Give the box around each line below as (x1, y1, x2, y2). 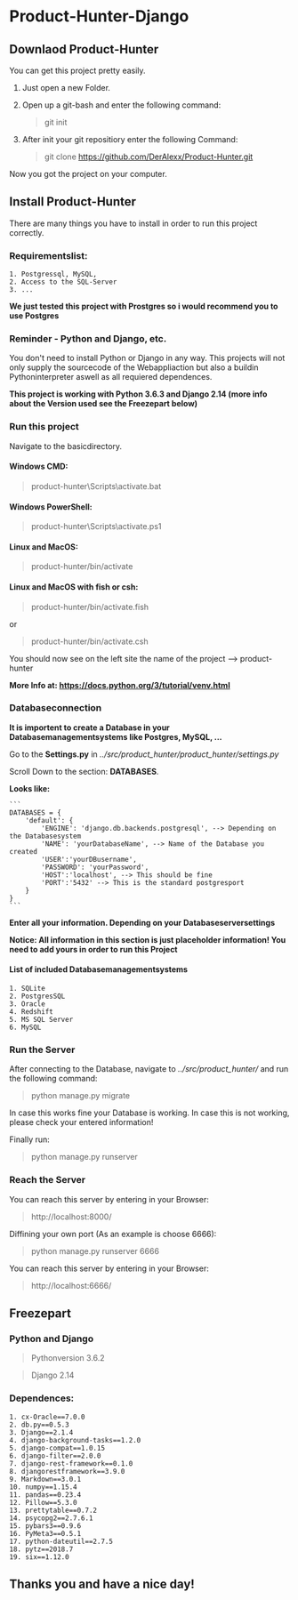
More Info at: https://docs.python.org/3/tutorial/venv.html (9, 679, 230, 690)
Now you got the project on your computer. (9, 169, 167, 179)
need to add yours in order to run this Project (9, 944, 178, 954)
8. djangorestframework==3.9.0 (9, 1467, 125, 1475)
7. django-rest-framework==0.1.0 (9, 1459, 133, 1468)
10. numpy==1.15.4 (9, 1483, 77, 1491)
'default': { (25, 816, 74, 824)
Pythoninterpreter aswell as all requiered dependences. (9, 372, 213, 382)
